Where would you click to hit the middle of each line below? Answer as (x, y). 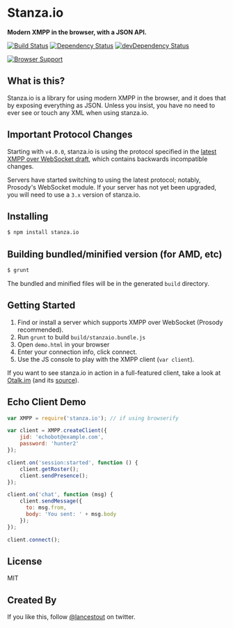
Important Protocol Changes (70, 135)
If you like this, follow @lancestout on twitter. (71, 617)
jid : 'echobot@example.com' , (62, 437)
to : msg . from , (46, 508)
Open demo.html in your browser (63, 344)
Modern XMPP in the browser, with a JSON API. (77, 32)
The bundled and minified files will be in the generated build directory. (109, 283)
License (25, 561)
